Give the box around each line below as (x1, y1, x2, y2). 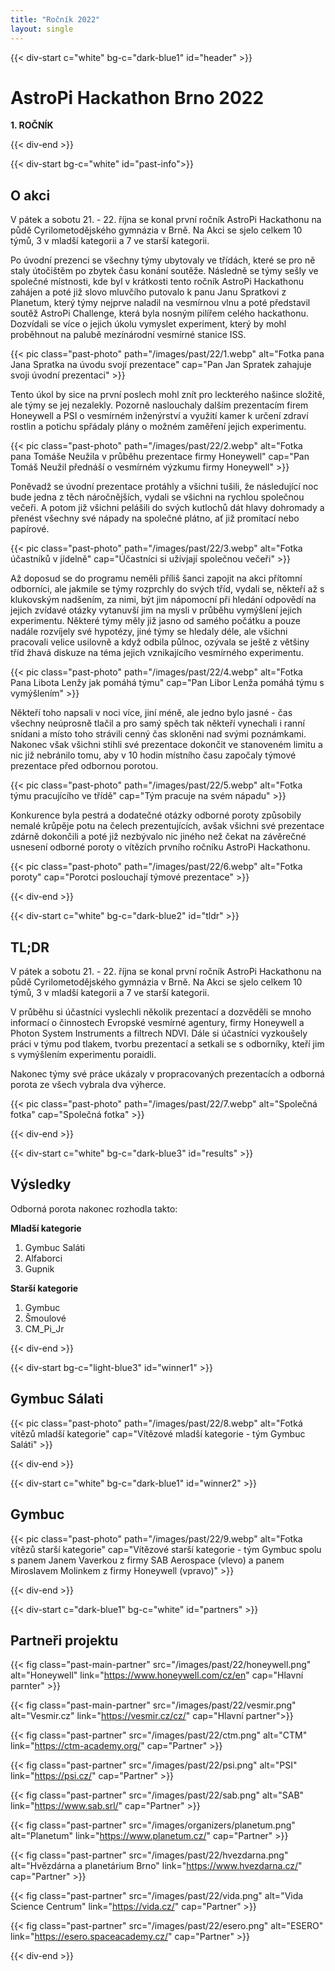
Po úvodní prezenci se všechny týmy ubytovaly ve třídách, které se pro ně (10, 254, 316, 266)
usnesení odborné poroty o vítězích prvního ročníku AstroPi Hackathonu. (10, 841, 311, 853)
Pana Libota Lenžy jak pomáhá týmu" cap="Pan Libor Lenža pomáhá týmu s (10, 677, 325, 689)
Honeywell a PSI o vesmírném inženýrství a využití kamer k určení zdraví (10, 410, 309, 422)
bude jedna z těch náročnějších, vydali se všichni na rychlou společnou (10, 491, 305, 503)
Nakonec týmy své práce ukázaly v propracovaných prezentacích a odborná (10, 1068, 325, 1080)
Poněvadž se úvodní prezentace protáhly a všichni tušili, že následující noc (10, 481, 319, 493)
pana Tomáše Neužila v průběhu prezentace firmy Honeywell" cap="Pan (10, 451, 310, 463)
